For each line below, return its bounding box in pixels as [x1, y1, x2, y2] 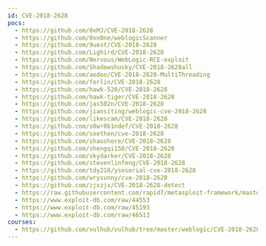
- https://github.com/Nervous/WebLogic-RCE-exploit [14, 56, 190, 64]
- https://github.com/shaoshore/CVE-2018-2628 [14, 136, 172, 145]
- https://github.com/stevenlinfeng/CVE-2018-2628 [14, 160, 186, 167]
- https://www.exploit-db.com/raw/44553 [14, 196, 150, 204]
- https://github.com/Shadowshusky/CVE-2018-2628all [14, 63, 193, 71]
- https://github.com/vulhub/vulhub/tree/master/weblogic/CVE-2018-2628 [14, 225, 260, 234]
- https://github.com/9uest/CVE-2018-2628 [14, 41, 157, 49]
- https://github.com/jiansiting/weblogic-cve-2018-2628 [14, 108, 207, 116]
